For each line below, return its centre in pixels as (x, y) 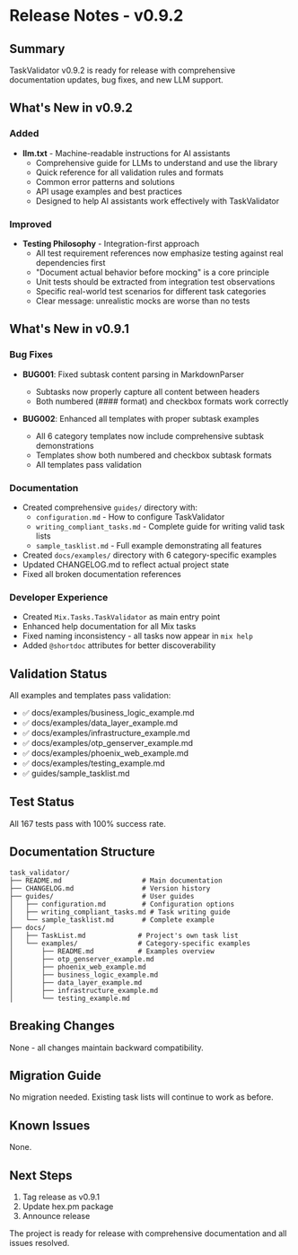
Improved (31, 224)
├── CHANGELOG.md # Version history (110, 888)
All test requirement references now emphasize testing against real (160, 253)
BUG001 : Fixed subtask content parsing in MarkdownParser (133, 374)
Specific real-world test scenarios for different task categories (151, 291)
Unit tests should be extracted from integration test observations (155, 281)
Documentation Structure (82, 852)
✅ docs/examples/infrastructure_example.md (106, 733)
